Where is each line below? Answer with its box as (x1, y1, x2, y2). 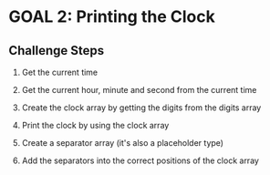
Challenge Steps (8, 43, 105, 58)
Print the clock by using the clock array (21, 120, 170, 130)
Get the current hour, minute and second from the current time (21, 85, 257, 95)
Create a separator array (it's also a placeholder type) (21, 138, 224, 148)
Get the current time (21, 67, 99, 77)
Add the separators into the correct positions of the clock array (21, 155, 259, 166)
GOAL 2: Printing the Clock (8, 6, 215, 27)
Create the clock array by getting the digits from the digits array (21, 102, 262, 113)
